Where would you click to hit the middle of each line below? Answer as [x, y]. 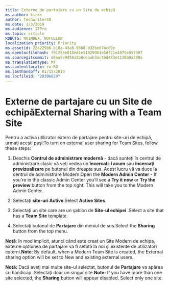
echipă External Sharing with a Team [83, 112]
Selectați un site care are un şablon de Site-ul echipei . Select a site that [88, 210]
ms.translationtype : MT [31, 62]
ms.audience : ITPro [26, 29]
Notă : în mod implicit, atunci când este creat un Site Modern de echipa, [80, 241]
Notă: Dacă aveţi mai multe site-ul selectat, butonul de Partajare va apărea [84, 267]
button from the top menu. [40, 231]
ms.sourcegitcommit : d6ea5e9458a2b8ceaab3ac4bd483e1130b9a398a [74, 57]
